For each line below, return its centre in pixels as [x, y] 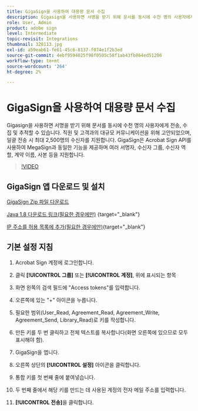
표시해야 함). [30, 340]
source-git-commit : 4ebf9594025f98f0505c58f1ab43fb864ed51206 [84, 55]
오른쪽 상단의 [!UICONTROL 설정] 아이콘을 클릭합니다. [78, 364]
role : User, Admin [29, 22]
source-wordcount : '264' [37, 66]
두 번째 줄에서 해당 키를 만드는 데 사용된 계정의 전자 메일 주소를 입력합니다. [100, 390]
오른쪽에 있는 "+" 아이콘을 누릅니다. [56, 300]
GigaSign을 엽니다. [37, 352]
